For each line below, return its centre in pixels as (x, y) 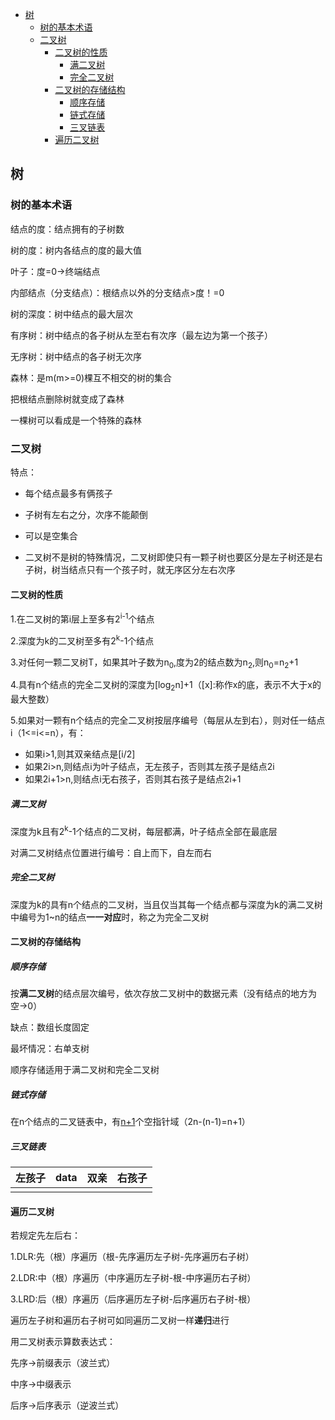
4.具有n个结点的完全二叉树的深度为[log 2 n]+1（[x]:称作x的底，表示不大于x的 (166, 686)
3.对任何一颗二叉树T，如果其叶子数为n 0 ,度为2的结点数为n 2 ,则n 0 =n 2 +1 (154, 663)
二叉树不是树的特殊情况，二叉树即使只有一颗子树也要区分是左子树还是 (169, 557)
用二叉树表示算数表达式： (63, 1342)
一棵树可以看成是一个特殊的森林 (76, 420)
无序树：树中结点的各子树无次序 (76, 356)
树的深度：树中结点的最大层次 (71, 314)
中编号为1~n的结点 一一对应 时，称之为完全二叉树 (110, 917)
